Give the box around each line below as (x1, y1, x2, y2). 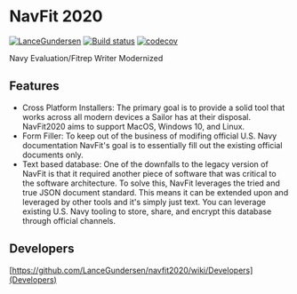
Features (9, 78, 60, 94)
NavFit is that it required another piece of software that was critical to (21, 168, 277, 179)
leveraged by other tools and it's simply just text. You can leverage (21, 196, 267, 207)
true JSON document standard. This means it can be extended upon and (21, 187, 289, 197)
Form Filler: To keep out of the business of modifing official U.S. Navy (21, 131, 277, 141)
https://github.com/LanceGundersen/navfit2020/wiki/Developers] (12, 265, 253, 275)
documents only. (21, 149, 84, 160)
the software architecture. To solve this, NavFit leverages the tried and (21, 178, 280, 188)
